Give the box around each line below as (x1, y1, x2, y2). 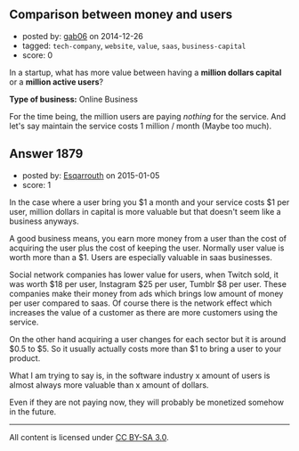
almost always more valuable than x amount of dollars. (9, 379, 209, 390)
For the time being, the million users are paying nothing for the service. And (9, 111, 287, 121)
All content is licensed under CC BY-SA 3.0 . (9, 431, 169, 442)
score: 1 (21, 179, 52, 190)
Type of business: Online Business (9, 94, 138, 104)
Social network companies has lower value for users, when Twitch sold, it (9, 269, 279, 280)
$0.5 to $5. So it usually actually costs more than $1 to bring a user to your (9, 343, 282, 354)
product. (9, 352, 41, 364)
